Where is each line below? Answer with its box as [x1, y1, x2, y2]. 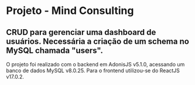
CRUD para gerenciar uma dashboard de [6, 27, 156, 37]
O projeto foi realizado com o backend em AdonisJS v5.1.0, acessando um [6, 61, 185, 68]
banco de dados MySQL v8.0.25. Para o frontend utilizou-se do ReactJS [6, 67, 180, 74]
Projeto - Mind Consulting [6, 4, 134, 17]
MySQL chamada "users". [6, 45, 104, 55]
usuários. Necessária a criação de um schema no [6, 36, 189, 46]
